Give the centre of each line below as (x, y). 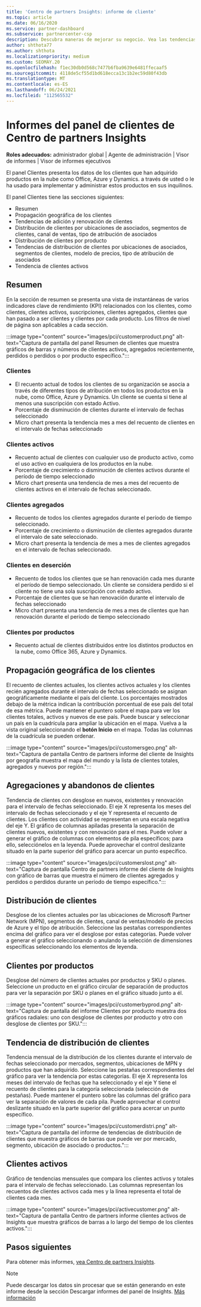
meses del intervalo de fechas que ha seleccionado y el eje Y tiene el (91, 1083)
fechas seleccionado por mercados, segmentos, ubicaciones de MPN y (94, 1063)
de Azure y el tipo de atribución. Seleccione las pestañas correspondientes (99, 928)
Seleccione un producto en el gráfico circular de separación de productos (97, 987)
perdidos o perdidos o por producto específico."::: (68, 355)
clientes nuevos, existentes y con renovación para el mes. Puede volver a (97, 832)
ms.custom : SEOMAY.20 (33, 62)
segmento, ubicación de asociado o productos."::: (68, 1145)
